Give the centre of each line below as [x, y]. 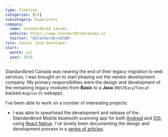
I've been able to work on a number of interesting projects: [66, 103]
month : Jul [21, 52]
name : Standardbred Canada [38, 29]
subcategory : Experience [31, 19]
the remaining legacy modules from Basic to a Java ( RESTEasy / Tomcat [77, 88]
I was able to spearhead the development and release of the [75, 113]
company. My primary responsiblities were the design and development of [83, 82]
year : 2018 [21, 57]
